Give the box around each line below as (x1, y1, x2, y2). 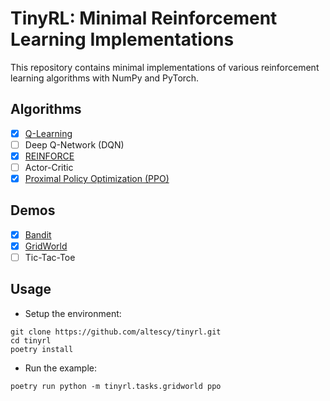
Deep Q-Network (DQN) (24, 138, 125, 151)
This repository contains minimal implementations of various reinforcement (10, 61, 320, 73)
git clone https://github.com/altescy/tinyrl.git (10, 327, 222, 337)
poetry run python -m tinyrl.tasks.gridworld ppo (10, 381, 222, 391)
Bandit (24, 228, 52, 241)
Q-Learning (24, 127, 73, 139)
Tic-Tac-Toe (24, 252, 76, 263)
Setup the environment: (24, 307, 122, 319)
